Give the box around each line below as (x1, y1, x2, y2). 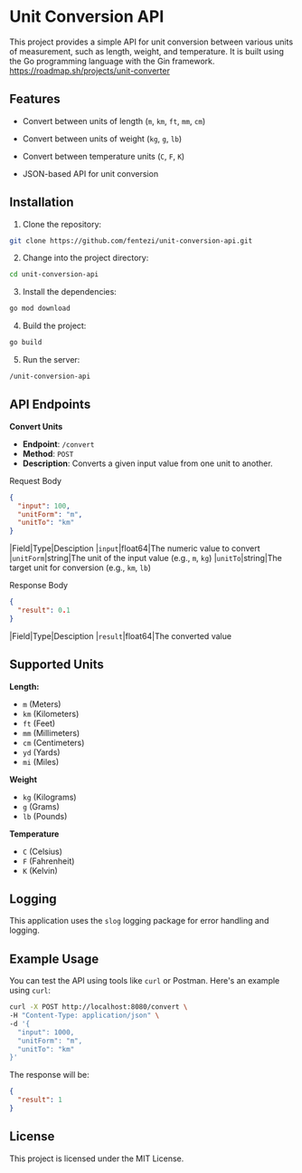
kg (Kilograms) (22, 791, 77, 802)
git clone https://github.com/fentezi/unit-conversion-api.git (9, 236, 253, 246)
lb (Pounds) (22, 810, 68, 821)
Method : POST (22, 448, 74, 459)
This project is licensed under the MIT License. (9, 1153, 184, 1164)
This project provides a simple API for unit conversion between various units (9, 36, 294, 47)
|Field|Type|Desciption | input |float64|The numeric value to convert (9, 543, 260, 554)
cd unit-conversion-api (9, 270, 99, 279)
